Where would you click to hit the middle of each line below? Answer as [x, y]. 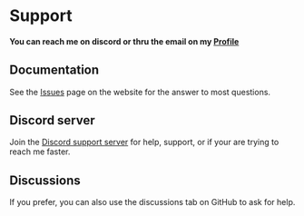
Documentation [54, 70]
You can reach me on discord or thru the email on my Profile [124, 41]
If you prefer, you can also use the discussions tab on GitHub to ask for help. [152, 202]
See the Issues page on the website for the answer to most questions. [140, 92]
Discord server [52, 120]
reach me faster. [40, 152]
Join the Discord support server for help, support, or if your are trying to [144, 142]
